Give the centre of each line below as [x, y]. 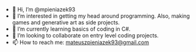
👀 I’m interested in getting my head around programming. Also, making [101, 16]
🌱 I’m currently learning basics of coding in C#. [71, 29]
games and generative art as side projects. [66, 22]
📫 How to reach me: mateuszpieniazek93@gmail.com [81, 42]
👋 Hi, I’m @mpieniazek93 [44, 9]
